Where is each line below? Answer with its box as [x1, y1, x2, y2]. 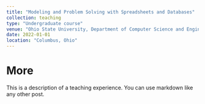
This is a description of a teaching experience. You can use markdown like [6, 84, 193, 91]
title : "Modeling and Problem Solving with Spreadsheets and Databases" [6, 9, 195, 15]
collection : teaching [6, 15, 62, 21]
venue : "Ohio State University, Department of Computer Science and [6, 26, 184, 32]
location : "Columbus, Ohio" [6, 37, 78, 43]
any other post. [6, 90, 45, 98]
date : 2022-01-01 [6, 32, 51, 38]
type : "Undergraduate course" [6, 20, 84, 26]
